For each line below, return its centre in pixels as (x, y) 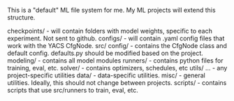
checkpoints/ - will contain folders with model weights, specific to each (110, 31)
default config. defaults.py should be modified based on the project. (105, 53)
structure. (21, 17)
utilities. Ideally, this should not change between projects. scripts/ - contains (117, 83)
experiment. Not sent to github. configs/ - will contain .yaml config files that (116, 38)
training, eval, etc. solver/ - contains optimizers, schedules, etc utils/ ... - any (117, 68)
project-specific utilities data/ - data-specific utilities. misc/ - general (107, 75)
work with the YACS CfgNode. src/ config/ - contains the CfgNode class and (117, 46)
